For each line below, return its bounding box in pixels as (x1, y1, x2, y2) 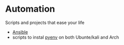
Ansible (12, 29, 28, 35)
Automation (5, 3, 55, 15)
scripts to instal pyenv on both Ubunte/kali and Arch (12, 34, 120, 40)
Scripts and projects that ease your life (5, 20, 85, 25)
